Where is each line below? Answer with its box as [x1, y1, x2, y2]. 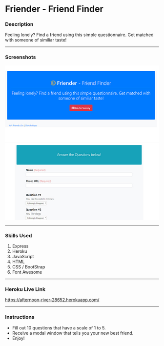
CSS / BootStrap [12, 264, 45, 270]
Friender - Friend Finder [5, 3, 103, 15]
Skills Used [5, 232, 32, 239]
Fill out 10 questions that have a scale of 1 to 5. [12, 325, 106, 330]
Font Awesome [12, 269, 42, 275]
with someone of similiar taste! [5, 37, 67, 43]
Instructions [5, 314, 35, 321]
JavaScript [12, 254, 34, 260]
